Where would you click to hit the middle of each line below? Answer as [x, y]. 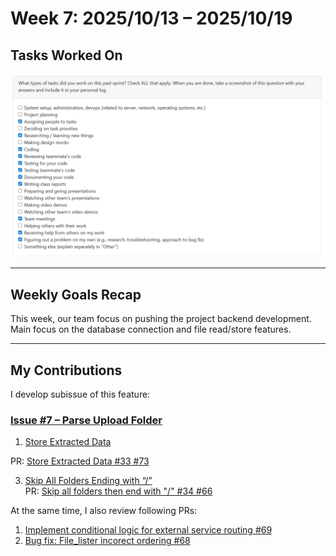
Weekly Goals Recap [76, 294]
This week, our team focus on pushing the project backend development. [161, 319]
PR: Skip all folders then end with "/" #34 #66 [118, 491]
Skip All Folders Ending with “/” [88, 481]
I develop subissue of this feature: [80, 394]
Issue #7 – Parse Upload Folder [86, 420]
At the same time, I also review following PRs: [104, 511]
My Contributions [66, 370]
